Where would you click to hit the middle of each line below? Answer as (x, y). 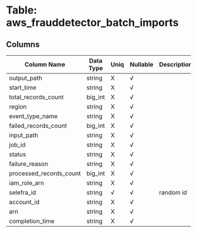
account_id (24, 202)
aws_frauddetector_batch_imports (92, 23)
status (18, 154)
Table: (22, 10)
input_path (24, 135)
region (18, 107)
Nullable (142, 64)
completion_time (32, 221)
